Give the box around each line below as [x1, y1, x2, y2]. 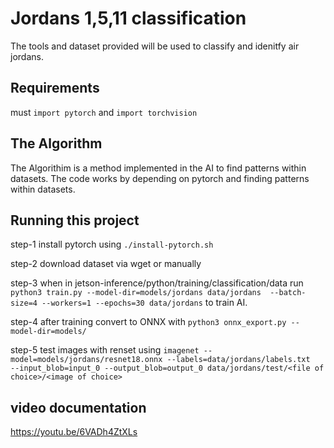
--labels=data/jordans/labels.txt [166, 355, 311, 365]
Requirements [10, 80, 100, 97]
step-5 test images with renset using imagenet [10, 344, 200, 356]
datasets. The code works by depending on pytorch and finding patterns [10, 172, 310, 184]
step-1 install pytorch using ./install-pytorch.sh [10, 238, 214, 251]
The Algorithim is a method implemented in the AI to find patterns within [10, 162, 307, 174]
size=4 [10, 298, 38, 309]
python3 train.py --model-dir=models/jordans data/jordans [10, 288, 262, 298]
